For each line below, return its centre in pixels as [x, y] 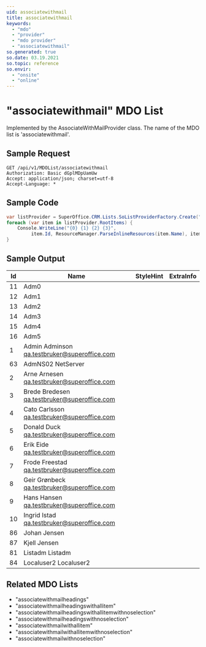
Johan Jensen [44, 533]
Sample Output [36, 259]
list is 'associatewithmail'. [38, 134]
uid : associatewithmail [37, 12]
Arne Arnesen [44, 374]
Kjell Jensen [41, 543]
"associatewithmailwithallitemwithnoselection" [74, 632]
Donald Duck [42, 427]
